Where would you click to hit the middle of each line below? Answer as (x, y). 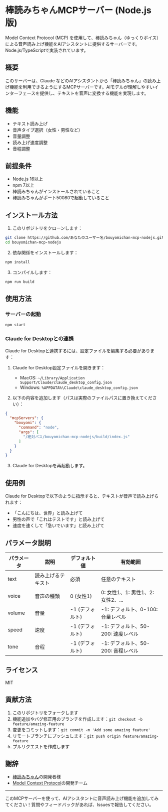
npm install (17, 262)
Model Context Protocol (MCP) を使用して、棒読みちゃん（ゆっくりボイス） (83, 38)
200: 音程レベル (120, 650)
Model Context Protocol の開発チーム (50, 783)
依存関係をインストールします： (45, 252)
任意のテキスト (118, 579)
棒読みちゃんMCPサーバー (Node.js (78, 10)
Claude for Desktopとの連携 (39, 339)
